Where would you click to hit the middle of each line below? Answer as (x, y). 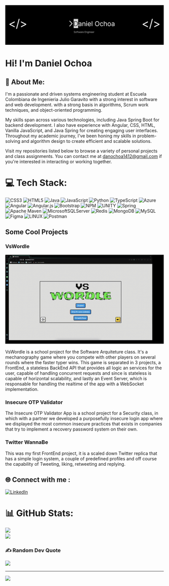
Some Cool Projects (37, 232)
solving (13, 141)
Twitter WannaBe (27, 442)
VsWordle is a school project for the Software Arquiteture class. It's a (77, 352)
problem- (147, 136)
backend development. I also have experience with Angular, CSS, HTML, (80, 125)
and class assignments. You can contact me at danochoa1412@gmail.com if (83, 156)
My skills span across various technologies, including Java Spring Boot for (82, 120)
